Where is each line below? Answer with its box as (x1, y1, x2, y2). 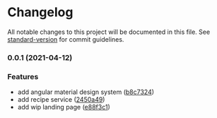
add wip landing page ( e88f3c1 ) (17, 103, 111, 112)
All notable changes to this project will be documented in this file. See (7, 28, 211, 36)
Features (7, 71, 39, 81)
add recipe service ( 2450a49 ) (17, 95, 105, 104)
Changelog (7, 4, 74, 20)
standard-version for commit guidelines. (7, 35, 124, 43)
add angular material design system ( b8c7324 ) (17, 88, 154, 96)
